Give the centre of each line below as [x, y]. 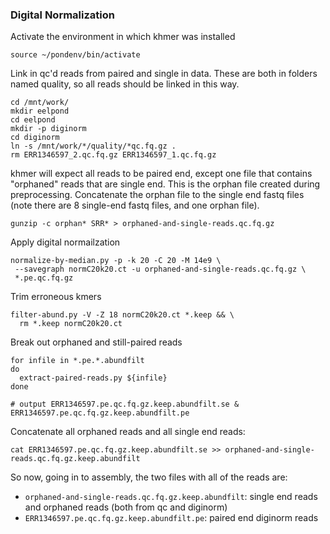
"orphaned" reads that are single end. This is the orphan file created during [165, 184]
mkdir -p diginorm [48, 129]
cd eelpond [33, 120]
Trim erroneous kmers [56, 297]
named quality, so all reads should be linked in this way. [125, 84]
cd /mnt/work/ [40, 103]
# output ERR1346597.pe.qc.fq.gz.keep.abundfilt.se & [125, 404]
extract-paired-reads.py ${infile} [93, 378]
